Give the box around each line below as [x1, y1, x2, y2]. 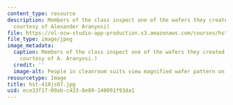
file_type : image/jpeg [7, 36, 73, 43]
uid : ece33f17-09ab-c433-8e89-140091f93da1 [7, 87, 135, 94]
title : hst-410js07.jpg [7, 81, 76, 88]
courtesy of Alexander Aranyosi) [13, 23, 110, 30]
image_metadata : [7, 42, 54, 49]
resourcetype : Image [7, 74, 67, 82]
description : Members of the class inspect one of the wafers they [7, 17, 207, 23]
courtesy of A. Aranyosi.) [19, 55, 98, 62]
